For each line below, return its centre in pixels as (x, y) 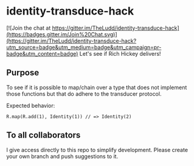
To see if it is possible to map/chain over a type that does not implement (97, 87)
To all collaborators (43, 135)
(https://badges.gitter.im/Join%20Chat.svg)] (62, 34)
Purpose (23, 73)
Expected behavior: (31, 105)
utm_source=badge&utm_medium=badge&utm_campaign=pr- (84, 47)
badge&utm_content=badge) (42, 53)
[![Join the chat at (29, 28)
